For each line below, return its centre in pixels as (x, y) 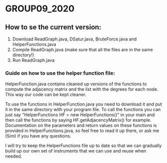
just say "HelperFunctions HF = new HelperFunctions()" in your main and (80, 115)
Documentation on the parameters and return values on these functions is (81, 126)
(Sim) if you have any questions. (38, 136)
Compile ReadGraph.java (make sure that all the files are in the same (83, 50)
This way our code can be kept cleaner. (46, 95)
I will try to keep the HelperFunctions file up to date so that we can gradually (83, 146)
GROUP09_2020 (40, 9)
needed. (14, 156)
